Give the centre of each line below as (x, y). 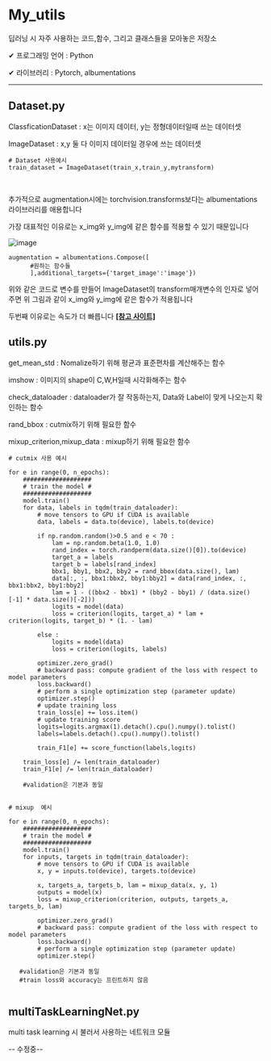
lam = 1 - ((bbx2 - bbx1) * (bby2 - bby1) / (127, 592)
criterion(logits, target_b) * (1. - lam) (81, 621)
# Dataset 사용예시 (38, 160)
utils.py (28, 342)
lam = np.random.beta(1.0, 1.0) (106, 543)
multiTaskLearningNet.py (74, 1011)
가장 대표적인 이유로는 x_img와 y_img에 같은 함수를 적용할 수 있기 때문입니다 (129, 226)
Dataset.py (37, 106)
